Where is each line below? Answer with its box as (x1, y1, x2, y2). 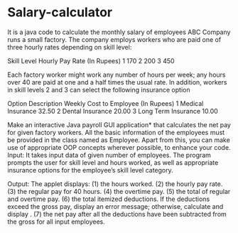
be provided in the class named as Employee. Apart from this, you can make (7, 136, 231, 144)
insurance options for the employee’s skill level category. (7, 166, 173, 174)
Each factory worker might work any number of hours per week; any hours (7, 70, 226, 79)
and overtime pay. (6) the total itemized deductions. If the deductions (7, 195, 210, 203)
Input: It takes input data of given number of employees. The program (7, 151, 212, 159)
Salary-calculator (7, 4, 113, 21)
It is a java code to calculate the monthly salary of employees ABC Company (7, 28, 231, 36)
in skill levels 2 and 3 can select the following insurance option (7, 85, 190, 94)
